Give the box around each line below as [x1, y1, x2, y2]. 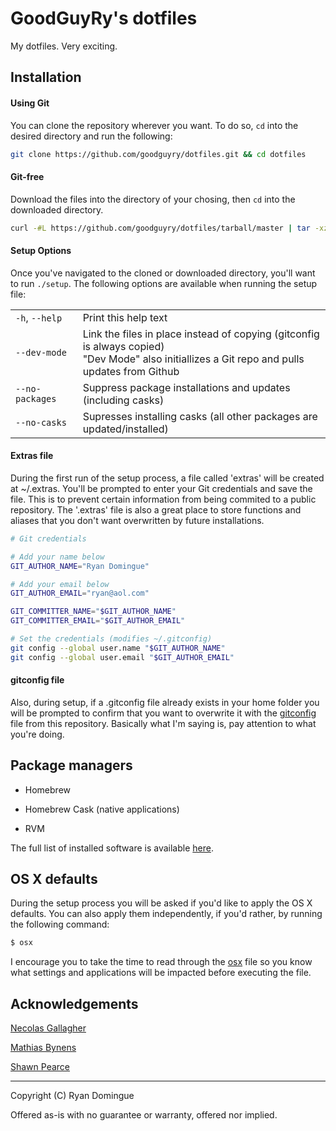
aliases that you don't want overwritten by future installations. [10, 514, 265, 526]
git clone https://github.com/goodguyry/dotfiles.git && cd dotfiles [10, 149, 307, 159]
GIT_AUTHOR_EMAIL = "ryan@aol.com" [10, 588, 150, 599]
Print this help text [82, 310, 168, 324]
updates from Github [82, 364, 180, 378]
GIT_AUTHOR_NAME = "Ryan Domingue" [10, 561, 150, 571]
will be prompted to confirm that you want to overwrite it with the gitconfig [10, 707, 317, 719]
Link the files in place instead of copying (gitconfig [82, 327, 320, 341]
